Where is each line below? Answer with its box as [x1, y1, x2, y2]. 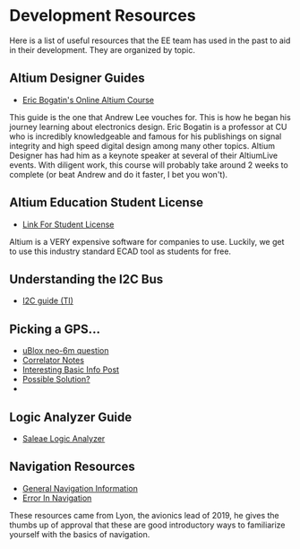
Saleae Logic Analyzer [21, 433, 106, 444]
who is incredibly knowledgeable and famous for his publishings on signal [9, 131, 282, 142]
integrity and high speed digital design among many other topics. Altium [9, 140, 276, 151]
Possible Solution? [21, 374, 91, 385]
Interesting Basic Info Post [21, 364, 119, 375]
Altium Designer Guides [9, 71, 145, 86]
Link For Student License [21, 219, 115, 230]
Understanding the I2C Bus [9, 271, 164, 287]
